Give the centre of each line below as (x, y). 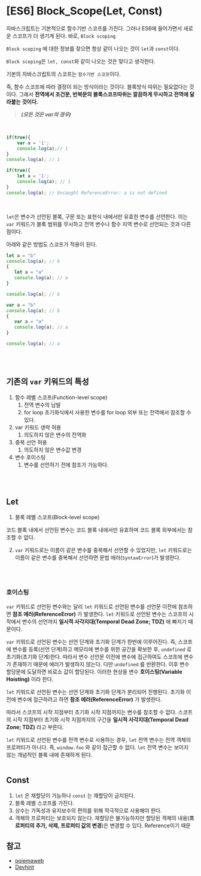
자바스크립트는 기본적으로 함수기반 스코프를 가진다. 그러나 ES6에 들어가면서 (94, 28)
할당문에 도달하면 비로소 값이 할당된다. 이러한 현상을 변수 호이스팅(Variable (94, 671)
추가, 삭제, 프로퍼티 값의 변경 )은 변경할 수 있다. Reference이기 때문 (113, 825)
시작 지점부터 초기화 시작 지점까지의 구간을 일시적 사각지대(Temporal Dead (100, 719)
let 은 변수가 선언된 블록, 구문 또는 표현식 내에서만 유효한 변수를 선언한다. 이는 (97, 216)
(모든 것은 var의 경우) (46, 114)
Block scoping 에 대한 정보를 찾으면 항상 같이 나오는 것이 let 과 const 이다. (93, 49)
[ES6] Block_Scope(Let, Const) (84, 11)
